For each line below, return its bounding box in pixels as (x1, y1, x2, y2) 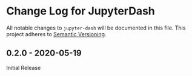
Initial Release (6, 64, 41, 71)
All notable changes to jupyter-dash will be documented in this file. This (6, 24, 186, 31)
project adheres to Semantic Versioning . (6, 30, 107, 37)
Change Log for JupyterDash (6, 4, 156, 18)
